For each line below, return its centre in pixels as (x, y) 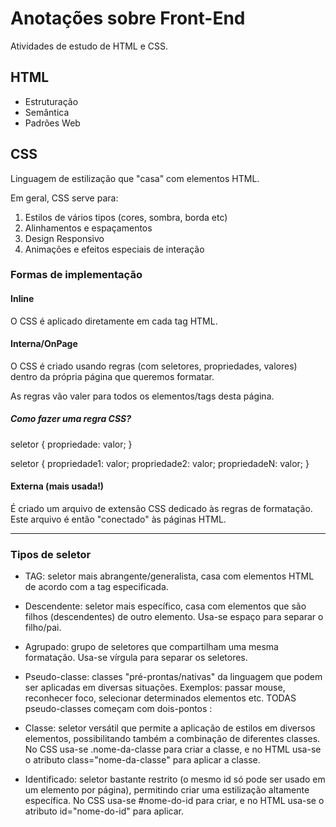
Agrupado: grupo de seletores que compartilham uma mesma (151, 647)
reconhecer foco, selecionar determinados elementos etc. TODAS (160, 698)
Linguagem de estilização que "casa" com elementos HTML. (135, 178)
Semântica (47, 112)
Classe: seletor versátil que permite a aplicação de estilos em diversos (170, 728)
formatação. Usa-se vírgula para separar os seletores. (136, 658)
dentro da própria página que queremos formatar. (112, 376)
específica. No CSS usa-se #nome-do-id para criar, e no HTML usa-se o (174, 801)
